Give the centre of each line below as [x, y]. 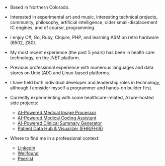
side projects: [24, 103]
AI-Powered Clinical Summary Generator [60, 123]
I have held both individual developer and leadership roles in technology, [85, 82]
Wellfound [28, 153]
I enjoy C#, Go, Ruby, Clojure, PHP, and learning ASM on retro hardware [84, 37]
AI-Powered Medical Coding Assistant [57, 118]
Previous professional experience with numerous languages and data [82, 67]
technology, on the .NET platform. [45, 58]
